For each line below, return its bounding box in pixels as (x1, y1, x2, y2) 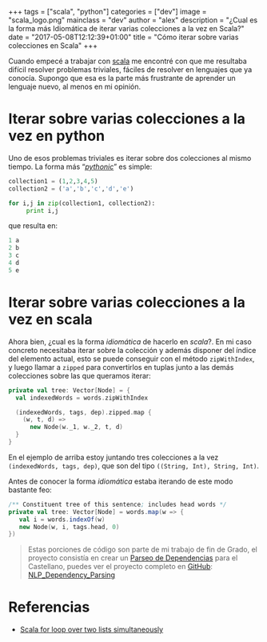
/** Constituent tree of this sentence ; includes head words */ (8, 500, 227, 508)
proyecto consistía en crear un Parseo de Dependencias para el (27, 553, 238, 563)
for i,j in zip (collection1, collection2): (8, 199, 156, 207)
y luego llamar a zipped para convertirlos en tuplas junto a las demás (8, 362, 234, 371)
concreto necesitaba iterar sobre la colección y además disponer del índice (8, 345, 257, 355)
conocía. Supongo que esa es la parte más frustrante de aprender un (8, 74, 236, 82)
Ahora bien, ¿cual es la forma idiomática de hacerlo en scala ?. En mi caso (8, 336, 252, 347)
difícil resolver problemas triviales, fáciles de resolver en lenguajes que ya (8, 65, 253, 74)
